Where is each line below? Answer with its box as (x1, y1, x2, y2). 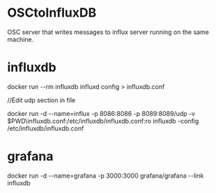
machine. (7, 35, 34, 43)
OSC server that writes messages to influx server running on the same (7, 28, 209, 36)
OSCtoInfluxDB (7, 5, 97, 21)
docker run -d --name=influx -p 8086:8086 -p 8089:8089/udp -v (7, 109, 196, 117)
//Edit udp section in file (7, 96, 76, 104)
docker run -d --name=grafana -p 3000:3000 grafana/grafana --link (7, 171, 204, 180)
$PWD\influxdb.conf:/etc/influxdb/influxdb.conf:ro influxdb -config (7, 117, 199, 125)
